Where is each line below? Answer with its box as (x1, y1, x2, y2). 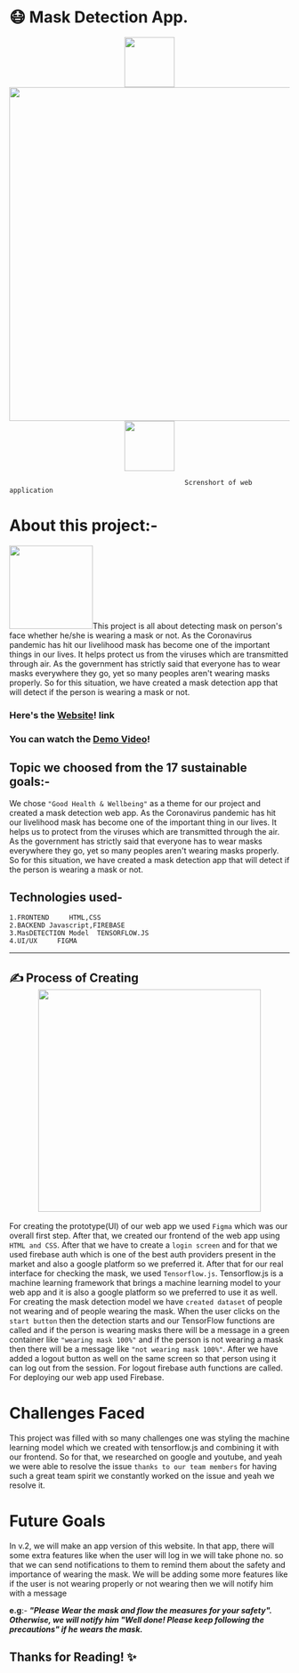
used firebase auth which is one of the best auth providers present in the (9, 1249, 277, 1260)
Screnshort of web (184, 478, 253, 487)
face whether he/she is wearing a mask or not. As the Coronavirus (9, 630, 252, 641)
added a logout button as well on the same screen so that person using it (9, 1354, 277, 1364)
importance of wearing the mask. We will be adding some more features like (9, 1569, 288, 1580)
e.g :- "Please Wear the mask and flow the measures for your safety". (9, 1605, 272, 1616)
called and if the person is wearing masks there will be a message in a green (9, 1325, 290, 1336)
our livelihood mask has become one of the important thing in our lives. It (9, 817, 278, 828)
